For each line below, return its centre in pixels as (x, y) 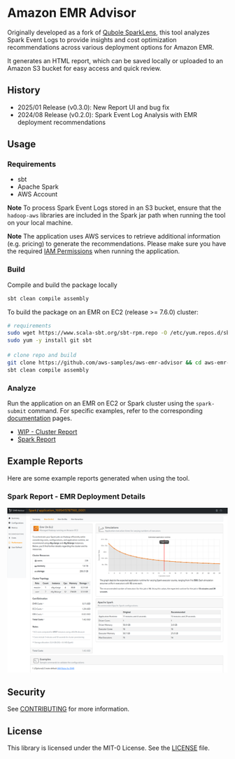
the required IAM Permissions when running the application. (94, 251)
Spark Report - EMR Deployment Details (76, 496)
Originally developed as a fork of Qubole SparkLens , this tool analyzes (108, 32)
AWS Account (37, 194)
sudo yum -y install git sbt (50, 341)
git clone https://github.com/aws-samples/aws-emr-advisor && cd (104, 363)
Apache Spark (38, 187)
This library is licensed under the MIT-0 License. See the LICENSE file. (108, 748)
